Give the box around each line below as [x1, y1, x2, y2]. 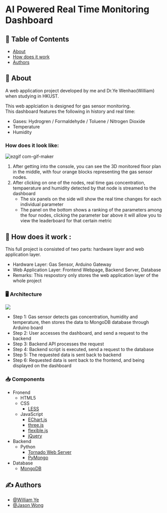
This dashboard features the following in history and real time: [5, 108, 136, 114]
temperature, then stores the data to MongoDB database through [12, 319, 149, 325]
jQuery [27, 433, 42, 439]
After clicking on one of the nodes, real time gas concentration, [12, 180, 146, 186]
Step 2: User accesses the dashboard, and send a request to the [12, 330, 149, 336]
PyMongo [27, 454, 48, 460]
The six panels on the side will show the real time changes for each [20, 196, 161, 202]
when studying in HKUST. [5, 93, 60, 99]
